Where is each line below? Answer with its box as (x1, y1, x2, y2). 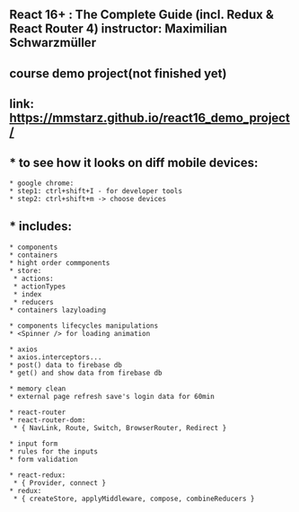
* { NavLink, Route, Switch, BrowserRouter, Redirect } (13, 423, 227, 432)
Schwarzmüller (9, 35, 97, 50)
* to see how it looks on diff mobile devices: (9, 154, 259, 170)
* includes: (9, 219, 73, 234)
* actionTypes (13, 282, 66, 291)
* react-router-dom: (9, 415, 87, 425)
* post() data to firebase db (9, 360, 123, 369)
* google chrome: (9, 179, 75, 188)
